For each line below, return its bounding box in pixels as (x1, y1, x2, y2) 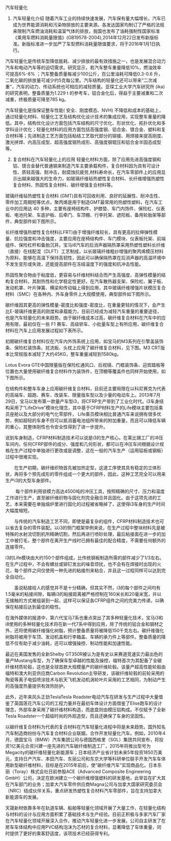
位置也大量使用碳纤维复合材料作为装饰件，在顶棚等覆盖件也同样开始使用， (5, 368, 161, 374)
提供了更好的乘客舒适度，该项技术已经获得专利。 (9, 830, 112, 836)
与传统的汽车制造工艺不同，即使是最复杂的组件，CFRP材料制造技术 (14, 518, 155, 524)
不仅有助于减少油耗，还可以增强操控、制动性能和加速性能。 (9, 640, 135, 646)
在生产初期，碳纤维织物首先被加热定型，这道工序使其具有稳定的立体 (14, 465, 157, 471)
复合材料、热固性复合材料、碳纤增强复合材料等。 (12, 182, 116, 188)
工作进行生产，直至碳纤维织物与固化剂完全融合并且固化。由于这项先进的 (5, 495, 157, 500)
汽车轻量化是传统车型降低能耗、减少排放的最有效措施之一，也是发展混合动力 (5, 58, 166, 64)
